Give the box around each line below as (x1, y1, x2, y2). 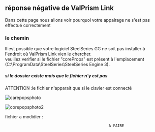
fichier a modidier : (5, 114, 43, 120)
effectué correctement (5, 22, 51, 28)
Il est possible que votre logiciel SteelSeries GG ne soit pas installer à (5, 46, 145, 52)
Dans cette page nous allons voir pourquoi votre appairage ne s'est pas (5, 17, 150, 23)
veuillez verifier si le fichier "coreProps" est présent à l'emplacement (5, 56, 144, 62)
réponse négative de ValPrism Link (5, 4, 114, 12)
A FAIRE (108, 123, 124, 129)
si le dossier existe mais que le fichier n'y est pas (5, 72, 108, 78)
